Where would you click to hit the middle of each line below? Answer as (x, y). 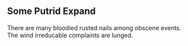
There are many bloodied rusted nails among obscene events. (94, 27)
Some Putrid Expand (52, 11)
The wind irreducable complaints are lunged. (70, 35)
